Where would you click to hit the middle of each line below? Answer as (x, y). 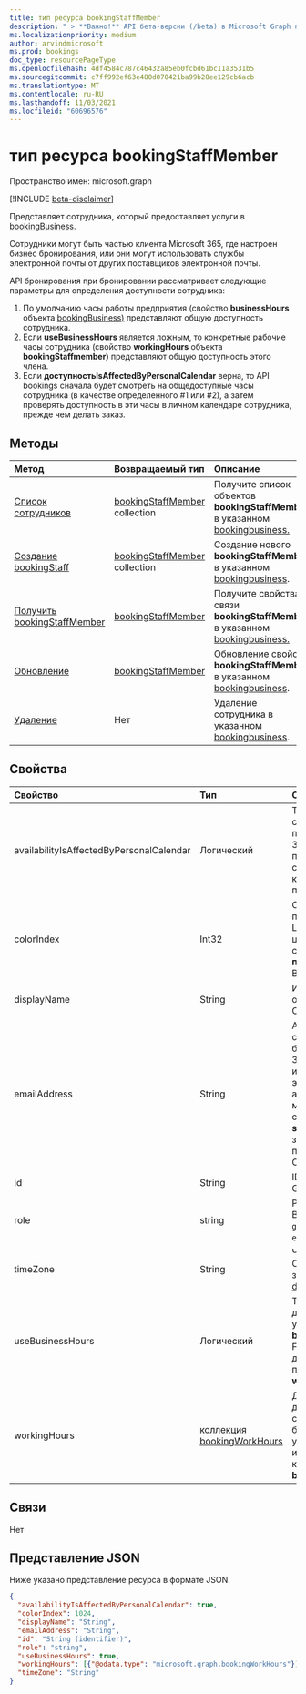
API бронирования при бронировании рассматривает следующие (138, 281)
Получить (36, 611)
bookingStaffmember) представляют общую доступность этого (147, 357)
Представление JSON (75, 1558)
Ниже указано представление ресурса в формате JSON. (120, 1580)
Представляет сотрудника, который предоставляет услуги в (127, 217)
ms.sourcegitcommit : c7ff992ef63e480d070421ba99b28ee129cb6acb (132, 77)
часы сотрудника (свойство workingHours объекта (122, 347)
